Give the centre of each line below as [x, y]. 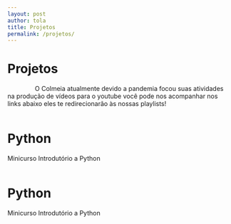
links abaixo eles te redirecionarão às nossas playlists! [87, 104]
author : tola [27, 21]
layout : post [27, 14]
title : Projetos [31, 27]
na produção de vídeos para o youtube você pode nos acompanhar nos [113, 96]
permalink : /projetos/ [41, 34]
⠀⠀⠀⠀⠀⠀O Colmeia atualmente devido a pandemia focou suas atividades [115, 89]
